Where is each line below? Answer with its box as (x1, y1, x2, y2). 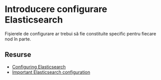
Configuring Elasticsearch (12, 63, 66, 69)
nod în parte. (5, 36, 31, 42)
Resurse (5, 50, 31, 59)
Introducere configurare (5, 3, 108, 15)
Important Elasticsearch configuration (12, 69, 91, 75)
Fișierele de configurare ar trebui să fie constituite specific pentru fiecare (5, 30, 156, 36)
